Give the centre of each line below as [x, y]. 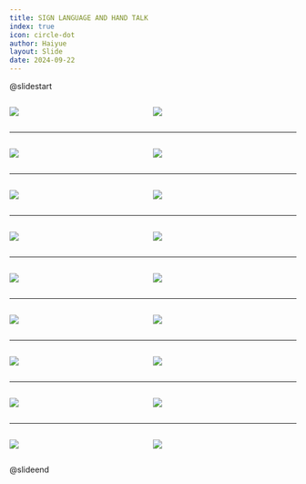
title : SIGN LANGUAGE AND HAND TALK [79, 18]
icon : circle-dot [42, 35]
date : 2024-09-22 [42, 60]
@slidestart [31, 86]
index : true [32, 26]
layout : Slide [36, 52]
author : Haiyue [38, 43]
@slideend [30, 469]
